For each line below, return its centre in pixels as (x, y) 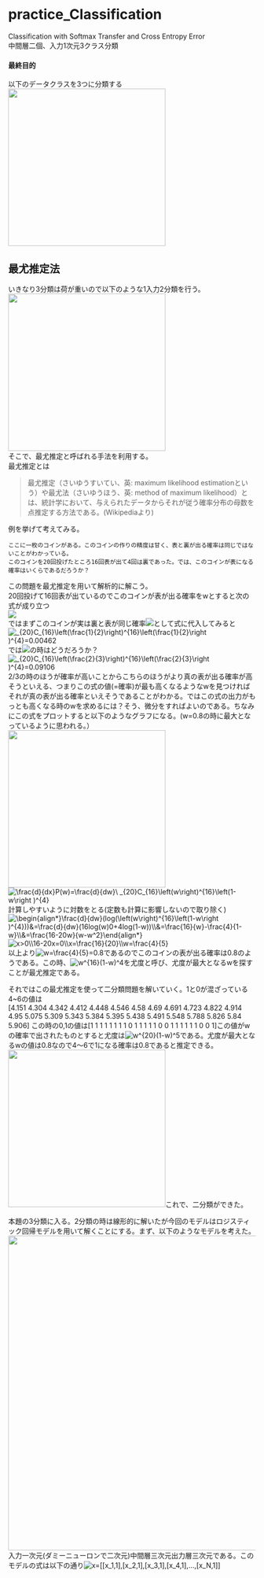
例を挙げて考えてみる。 (46, 529)
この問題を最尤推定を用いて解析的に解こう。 (80, 586)
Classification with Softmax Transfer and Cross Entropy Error (107, 36)
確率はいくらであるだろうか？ (49, 570)
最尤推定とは (29, 466)
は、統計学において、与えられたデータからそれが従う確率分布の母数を (141, 502)
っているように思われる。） (51, 725)
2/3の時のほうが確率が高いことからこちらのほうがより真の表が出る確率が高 (130, 676)
